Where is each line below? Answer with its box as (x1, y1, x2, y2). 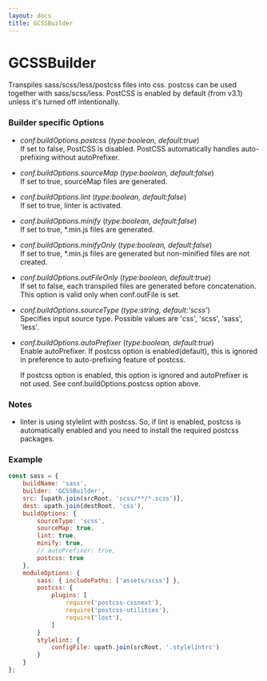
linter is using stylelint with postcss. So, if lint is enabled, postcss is (19, 417, 241, 427)
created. (19, 257, 48, 267)
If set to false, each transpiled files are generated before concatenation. (19, 281, 257, 291)
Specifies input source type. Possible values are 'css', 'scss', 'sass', (19, 313, 243, 323)
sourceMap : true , (37, 524, 94, 533)
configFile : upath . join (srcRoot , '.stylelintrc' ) (50, 643, 220, 651)
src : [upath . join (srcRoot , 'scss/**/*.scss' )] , (22, 494, 184, 502)
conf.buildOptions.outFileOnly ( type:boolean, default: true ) (19, 272, 212, 282)
